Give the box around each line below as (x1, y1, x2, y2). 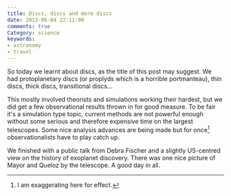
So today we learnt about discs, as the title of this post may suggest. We (7, 67, 212, 76)
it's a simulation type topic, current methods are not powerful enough (7, 109, 204, 118)
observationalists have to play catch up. (7, 133, 120, 141)
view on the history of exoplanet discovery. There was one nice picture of (7, 153, 216, 162)
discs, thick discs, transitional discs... (7, 82, 113, 90)
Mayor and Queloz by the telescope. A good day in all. (7, 161, 161, 169)
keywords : (7, 36, 36, 43)
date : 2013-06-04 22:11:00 (7, 17, 85, 23)
